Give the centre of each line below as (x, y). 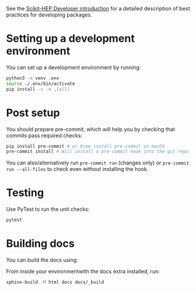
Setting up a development (71, 39)
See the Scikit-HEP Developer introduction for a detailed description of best (98, 9)
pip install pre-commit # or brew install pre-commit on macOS (86, 146)
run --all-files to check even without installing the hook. (77, 169)
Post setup (33, 113)
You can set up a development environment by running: (73, 67)
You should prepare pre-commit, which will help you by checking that (91, 129)
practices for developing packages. (49, 15)
